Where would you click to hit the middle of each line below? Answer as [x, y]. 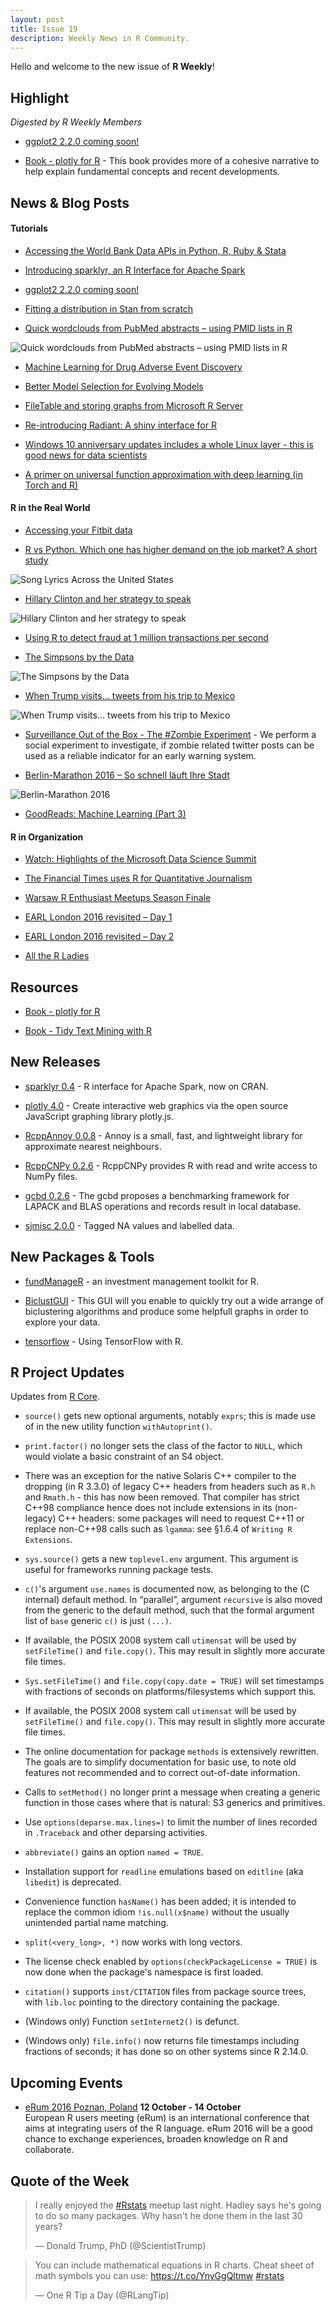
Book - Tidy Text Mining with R [88, 1030]
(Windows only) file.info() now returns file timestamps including [162, 2041]
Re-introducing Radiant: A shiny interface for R [120, 425]
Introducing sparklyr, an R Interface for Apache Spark [135, 270]
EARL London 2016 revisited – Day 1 [98, 917]
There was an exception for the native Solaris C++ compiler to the [160, 1476]
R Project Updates [67, 1372]
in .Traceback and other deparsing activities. [116, 1833]
